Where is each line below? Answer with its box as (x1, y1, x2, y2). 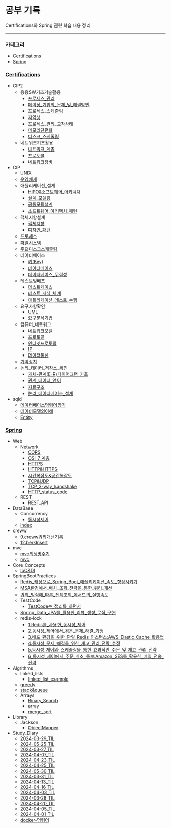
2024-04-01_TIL (20, 811, 54, 817)
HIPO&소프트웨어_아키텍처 (27, 189, 81, 195)
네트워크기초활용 (20, 139, 53, 145)
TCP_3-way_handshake (27, 483, 77, 489)
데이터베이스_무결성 (27, 271, 67, 277)
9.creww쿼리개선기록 (20, 534, 64, 540)
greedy (20, 681, 36, 687)
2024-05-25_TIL (20, 741, 55, 747)
